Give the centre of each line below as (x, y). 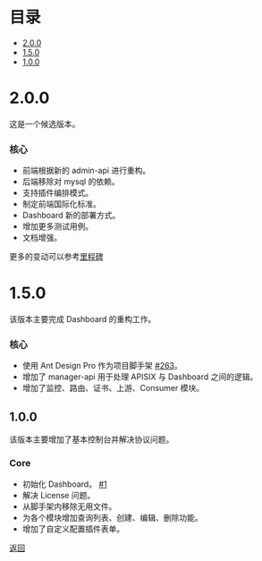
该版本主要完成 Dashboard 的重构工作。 (83, 319)
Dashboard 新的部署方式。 (71, 216)
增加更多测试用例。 (58, 226)
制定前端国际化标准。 (61, 204)
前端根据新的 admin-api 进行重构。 (86, 171)
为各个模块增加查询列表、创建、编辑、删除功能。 (112, 517)
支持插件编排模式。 (58, 193)
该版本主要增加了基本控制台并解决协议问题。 (92, 439)
